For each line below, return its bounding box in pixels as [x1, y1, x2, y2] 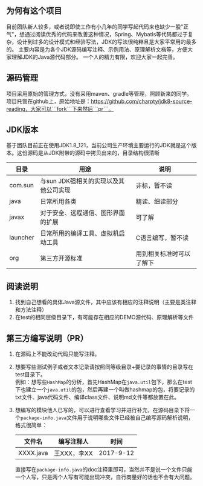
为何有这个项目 [6, 5, 62, 16]
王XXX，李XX [54, 449, 93, 458]
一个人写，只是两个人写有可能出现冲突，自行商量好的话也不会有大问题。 [14, 473, 195, 481]
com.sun [9, 181, 34, 190]
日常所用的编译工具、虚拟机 [40, 229, 119, 238]
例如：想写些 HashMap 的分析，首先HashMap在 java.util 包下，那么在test [14, 378, 192, 386]
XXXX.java [18, 449, 48, 458]
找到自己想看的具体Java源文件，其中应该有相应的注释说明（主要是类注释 [14, 299, 197, 306]
